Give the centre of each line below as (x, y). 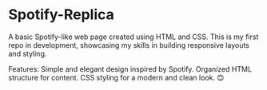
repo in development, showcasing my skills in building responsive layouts (129, 45)
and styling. (28, 53)
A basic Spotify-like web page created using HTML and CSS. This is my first (133, 37)
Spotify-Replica (61, 15)
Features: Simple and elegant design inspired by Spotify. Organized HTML (130, 68)
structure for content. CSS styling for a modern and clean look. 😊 (116, 77)
